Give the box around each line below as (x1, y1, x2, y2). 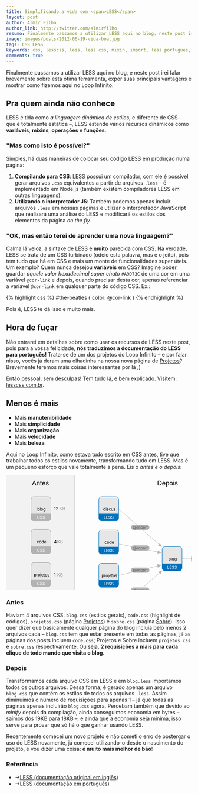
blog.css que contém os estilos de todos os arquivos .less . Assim (6, 690, 167, 697)
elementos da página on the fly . (14, 216, 92, 224)
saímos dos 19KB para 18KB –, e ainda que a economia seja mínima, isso (6, 715, 181, 722)
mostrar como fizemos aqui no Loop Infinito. (6, 81, 114, 89)
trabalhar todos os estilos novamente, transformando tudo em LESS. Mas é (6, 457, 189, 464)
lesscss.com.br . (6, 381, 44, 388)
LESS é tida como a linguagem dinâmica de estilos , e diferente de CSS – (6, 114, 182, 121)
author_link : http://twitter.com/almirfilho (6, 25, 117, 31)
